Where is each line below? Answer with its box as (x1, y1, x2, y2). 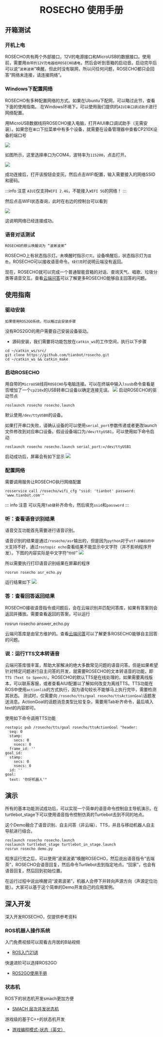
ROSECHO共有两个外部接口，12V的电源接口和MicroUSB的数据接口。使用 (5, 54, 151, 60)
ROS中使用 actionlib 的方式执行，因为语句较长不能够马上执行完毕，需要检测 (5, 687, 157, 692)
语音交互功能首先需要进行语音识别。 (5, 528, 78, 533)
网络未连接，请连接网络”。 (11, 72, 65, 78)
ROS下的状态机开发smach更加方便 (5, 996, 74, 1001)
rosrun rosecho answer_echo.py (5, 620, 69, 627)
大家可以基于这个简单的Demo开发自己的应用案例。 (15, 884, 117, 890)
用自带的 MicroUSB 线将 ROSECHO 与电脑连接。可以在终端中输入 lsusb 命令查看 (5, 381, 151, 386)
